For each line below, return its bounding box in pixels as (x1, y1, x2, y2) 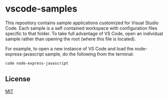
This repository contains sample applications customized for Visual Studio (5, 20, 159, 26)
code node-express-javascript (5, 61, 69, 66)
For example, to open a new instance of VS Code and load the (5, 45, 134, 52)
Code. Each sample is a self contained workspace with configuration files (5, 25, 157, 31)
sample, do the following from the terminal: (45, 51, 134, 57)
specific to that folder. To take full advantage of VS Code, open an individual (5, 30, 163, 36)
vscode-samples (5, 3, 77, 15)
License (5, 75, 31, 83)
